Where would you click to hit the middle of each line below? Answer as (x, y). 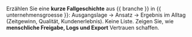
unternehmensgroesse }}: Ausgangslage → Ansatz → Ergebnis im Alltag (96, 15)
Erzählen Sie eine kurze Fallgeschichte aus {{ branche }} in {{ (84, 9)
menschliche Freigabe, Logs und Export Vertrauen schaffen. (83, 27)
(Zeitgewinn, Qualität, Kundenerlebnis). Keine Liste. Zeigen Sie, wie (90, 21)
